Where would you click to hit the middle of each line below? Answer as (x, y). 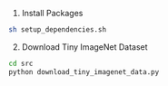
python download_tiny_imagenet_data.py (84, 72)
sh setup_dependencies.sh (57, 30)
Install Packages (52, 13)
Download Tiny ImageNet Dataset (84, 47)
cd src (21, 63)
